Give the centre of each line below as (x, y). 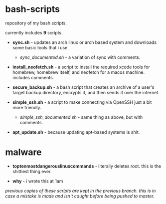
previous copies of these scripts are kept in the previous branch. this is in (81, 191)
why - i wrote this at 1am (38, 181)
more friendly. (27, 107)
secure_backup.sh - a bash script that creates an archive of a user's (83, 87)
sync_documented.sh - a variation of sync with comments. (80, 57)
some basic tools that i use (40, 47)
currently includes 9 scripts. (34, 32)
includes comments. (33, 77)
